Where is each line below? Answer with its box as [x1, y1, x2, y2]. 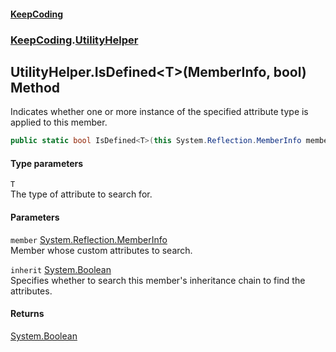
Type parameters [10, 157, 84, 169]
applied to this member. [10, 116, 108, 129]
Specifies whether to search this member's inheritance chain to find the [10, 274, 306, 286]
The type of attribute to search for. [10, 188, 153, 200]
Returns [10, 308, 45, 320]
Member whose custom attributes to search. [10, 244, 193, 256]
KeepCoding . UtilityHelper [10, 33, 139, 47]
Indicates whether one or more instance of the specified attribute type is [10, 106, 309, 118]
